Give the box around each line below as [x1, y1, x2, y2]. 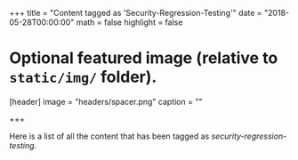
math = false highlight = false [76, 17, 183, 28]
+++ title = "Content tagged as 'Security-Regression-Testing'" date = [9, 8, 262, 18]
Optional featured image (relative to [9, 48, 278, 68]
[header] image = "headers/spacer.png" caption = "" [9, 96, 203, 107]
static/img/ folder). [9, 67, 157, 87]
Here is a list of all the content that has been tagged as [9, 131, 210, 141]
